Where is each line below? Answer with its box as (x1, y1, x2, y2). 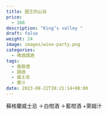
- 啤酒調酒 (11, 52, 35, 58)
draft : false (6, 31, 38, 37)
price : (6, 14, 22, 20)
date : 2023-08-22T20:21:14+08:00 (6, 86, 89, 91)
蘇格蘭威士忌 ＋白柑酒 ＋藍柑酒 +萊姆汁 (6, 102, 102, 109)
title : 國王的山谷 (6, 8, 47, 15)
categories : (6, 47, 35, 53)
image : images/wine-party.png (6, 42, 81, 48)
